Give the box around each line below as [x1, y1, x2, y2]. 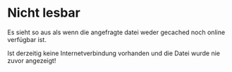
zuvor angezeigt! [7, 56, 56, 64]
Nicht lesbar [7, 5, 81, 21]
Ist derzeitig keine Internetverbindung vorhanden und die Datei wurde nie [7, 49, 221, 57]
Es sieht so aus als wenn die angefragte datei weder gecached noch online [7, 28, 226, 36]
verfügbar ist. [7, 35, 47, 43]
